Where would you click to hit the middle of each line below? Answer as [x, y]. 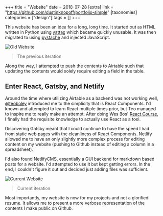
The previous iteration [39, 56]
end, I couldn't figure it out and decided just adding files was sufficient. [77, 169]
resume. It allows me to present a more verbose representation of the [75, 203]
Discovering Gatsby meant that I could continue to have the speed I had [77, 128]
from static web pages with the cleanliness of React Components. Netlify [79, 134]
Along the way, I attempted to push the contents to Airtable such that [74, 66]
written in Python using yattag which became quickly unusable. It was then [81, 32]
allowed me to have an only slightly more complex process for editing [75, 139]
